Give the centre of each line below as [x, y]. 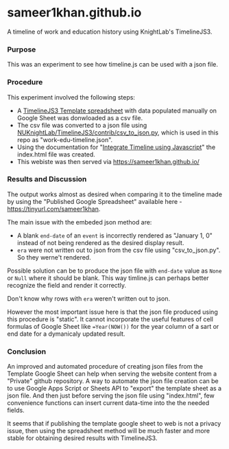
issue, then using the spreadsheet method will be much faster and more [109, 431]
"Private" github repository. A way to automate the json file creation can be [113, 381]
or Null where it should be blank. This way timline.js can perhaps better [108, 278]
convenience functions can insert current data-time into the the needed [108, 403]
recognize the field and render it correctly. [67, 285]
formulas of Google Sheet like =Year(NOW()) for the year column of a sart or [113, 326]
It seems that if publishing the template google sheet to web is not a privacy [114, 424]
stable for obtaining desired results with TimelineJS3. [82, 438]
